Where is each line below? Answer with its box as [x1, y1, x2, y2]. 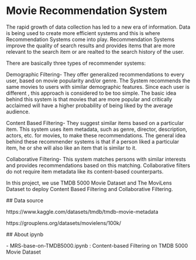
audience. [6, 108, 30, 115]
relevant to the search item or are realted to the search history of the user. [6, 48, 184, 55]
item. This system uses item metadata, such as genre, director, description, [6, 126, 187, 133]
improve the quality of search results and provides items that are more [6, 42, 176, 49]
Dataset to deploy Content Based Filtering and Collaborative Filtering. [6, 185, 173, 192]
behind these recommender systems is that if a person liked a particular [6, 138, 180, 145]
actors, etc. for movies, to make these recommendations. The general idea [6, 131, 186, 138]
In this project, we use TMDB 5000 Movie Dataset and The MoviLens [6, 179, 172, 186]
